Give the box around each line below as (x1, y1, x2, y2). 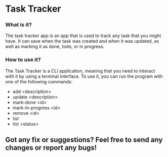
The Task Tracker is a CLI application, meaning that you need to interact (5, 68, 155, 74)
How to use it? (5, 56, 41, 64)
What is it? (5, 21, 32, 28)
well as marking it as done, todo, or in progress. (5, 44, 105, 50)
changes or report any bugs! (5, 143, 97, 152)
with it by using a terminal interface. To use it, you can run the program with (5, 73, 163, 79)
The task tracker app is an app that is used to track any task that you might (5, 33, 161, 39)
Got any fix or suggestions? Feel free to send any (5, 136, 163, 144)
